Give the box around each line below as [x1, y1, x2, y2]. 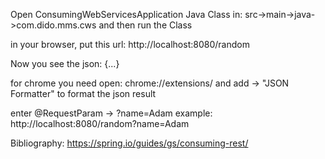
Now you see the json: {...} [10, 58, 120, 69]
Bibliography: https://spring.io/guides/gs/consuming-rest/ [10, 137, 249, 149]
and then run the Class [98, 19, 193, 31]
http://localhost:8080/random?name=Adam [10, 118, 190, 129]
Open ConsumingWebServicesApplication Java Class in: [10, 9, 243, 20]
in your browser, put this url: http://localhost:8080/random [10, 39, 250, 50]
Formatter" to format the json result [10, 88, 157, 99]
